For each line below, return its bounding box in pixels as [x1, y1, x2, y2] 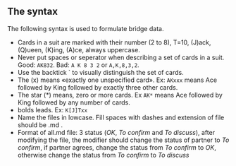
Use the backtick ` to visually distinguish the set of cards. [17, 68, 185, 76]
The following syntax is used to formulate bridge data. [7, 24, 164, 32]
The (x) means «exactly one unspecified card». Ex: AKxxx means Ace [17, 76, 217, 84]
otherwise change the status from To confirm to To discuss [17, 150, 190, 159]
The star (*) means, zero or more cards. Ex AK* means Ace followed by [17, 90, 223, 99]
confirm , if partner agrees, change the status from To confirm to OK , [17, 143, 217, 151]
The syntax [7, 6, 58, 18]
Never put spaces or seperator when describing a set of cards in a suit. [17, 53, 225, 61]
